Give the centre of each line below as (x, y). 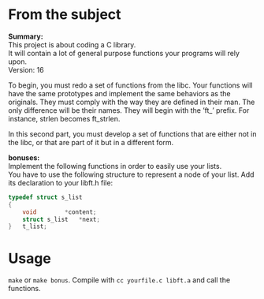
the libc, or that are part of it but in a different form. (91, 142)
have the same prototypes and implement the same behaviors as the (119, 93)
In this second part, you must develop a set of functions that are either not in (132, 134)
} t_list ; (28, 226)
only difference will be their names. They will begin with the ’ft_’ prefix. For (129, 110)
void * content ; (59, 212)
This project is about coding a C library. (72, 44)
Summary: (26, 36)
